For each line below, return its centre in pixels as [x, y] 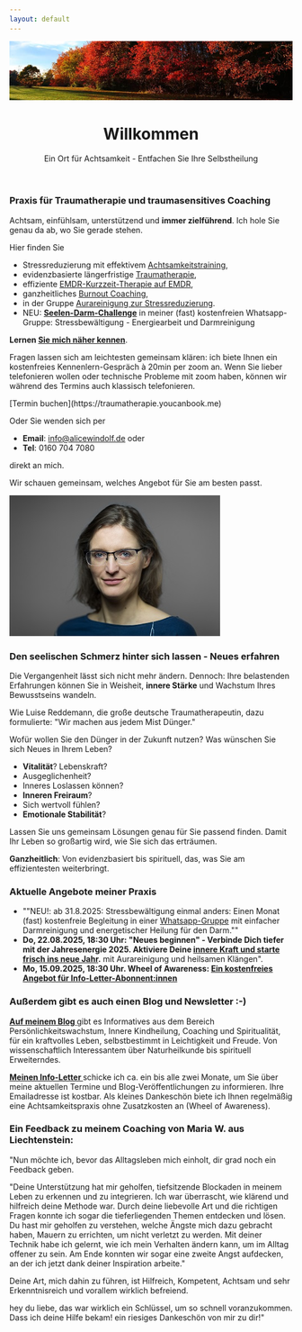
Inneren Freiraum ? [57, 795]
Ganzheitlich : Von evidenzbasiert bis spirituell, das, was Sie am [127, 858]
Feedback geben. [42, 1169]
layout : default [40, 19]
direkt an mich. [37, 465]
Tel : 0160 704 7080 [58, 448]
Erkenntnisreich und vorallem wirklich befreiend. [99, 1290]
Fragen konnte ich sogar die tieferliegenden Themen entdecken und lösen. [147, 1215]
